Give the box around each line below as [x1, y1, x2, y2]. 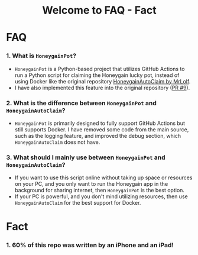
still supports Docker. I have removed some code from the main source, [14, 125, 189, 133]
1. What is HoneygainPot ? [6, 51, 77, 60]
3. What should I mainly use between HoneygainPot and [6, 153, 165, 162]
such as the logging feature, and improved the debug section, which [14, 132, 181, 139]
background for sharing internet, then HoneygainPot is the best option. [14, 187, 185, 194]
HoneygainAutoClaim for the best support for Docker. [14, 199, 141, 206]
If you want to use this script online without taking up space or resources [14, 174, 193, 181]
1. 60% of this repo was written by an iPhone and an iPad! [6, 241, 174, 249]
